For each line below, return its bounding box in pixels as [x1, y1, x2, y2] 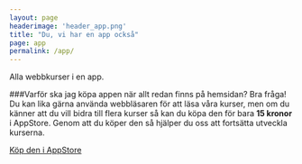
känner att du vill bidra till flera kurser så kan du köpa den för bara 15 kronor [9, 108, 293, 119]
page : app [9, 38, 47, 48]
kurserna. [9, 127, 45, 138]
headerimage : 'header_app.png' [9, 22, 127, 31]
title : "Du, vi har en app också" [9, 30, 140, 39]
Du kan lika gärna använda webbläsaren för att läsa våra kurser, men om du [9, 98, 290, 109]
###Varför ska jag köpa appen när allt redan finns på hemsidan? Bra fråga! [9, 89, 287, 100]
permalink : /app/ [9, 47, 75, 56]
